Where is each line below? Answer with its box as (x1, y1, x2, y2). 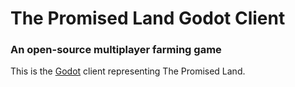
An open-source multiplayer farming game (10, 43, 222, 57)
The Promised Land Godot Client (10, 7, 286, 30)
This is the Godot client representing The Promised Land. (10, 65, 246, 77)
